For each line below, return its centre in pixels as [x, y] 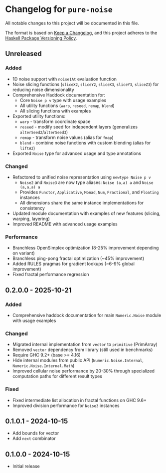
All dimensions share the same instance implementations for [82, 202]
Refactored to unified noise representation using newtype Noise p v [82, 177]
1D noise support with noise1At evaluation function [65, 79]
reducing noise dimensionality [43, 89]
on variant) [23, 253]
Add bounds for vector [36, 433]
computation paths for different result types [57, 376]
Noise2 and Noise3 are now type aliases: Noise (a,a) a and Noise [86, 182]
